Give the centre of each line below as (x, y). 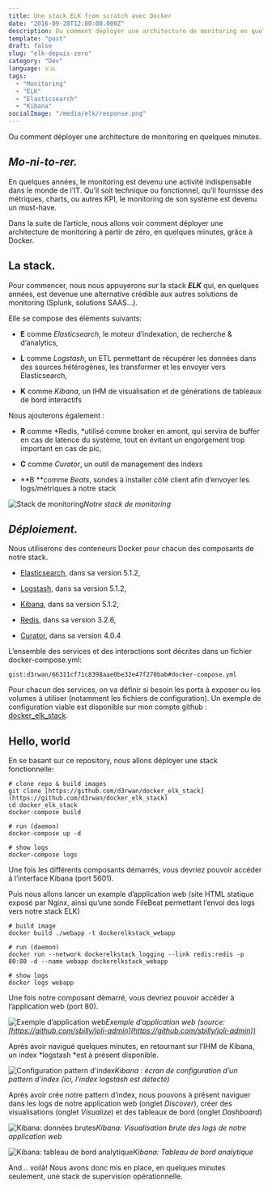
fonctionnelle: (31, 769)
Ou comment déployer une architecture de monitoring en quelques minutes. (135, 137)
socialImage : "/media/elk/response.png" (78, 114)
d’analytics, (39, 342)
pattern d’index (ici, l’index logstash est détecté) (89, 1079)
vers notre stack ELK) (45, 911)
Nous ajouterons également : (57, 415)
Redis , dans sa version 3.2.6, (68, 620)
